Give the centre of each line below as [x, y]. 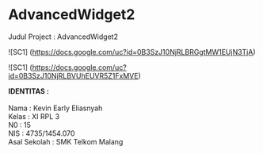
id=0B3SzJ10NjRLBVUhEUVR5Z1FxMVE [73, 75]
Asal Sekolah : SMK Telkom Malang [66, 141]
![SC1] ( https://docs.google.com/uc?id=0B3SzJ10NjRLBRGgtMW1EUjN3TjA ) [132, 52]
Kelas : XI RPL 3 [34, 116]
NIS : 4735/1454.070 [42, 133]
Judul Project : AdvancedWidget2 [63, 37]
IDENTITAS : [29, 91]
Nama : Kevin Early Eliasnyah [55, 108]
